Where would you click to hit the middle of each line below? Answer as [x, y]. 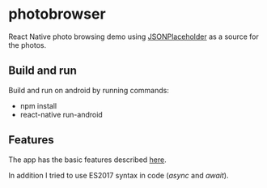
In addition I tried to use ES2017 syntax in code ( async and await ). [119, 175]
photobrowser [57, 14]
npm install [38, 105]
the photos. [28, 45]
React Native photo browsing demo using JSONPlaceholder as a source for [133, 36]
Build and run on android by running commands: [89, 90]
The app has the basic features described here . [88, 160]
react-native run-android [61, 114]
